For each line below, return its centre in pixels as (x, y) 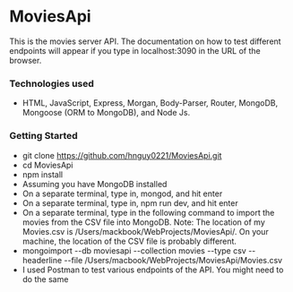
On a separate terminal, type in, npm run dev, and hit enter (130, 202)
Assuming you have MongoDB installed (95, 184)
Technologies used (52, 83)
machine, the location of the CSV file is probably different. (129, 241)
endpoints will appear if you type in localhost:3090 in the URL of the (135, 50)
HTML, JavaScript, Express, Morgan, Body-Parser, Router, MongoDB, (150, 103)
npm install (43, 174)
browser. (26, 60)
